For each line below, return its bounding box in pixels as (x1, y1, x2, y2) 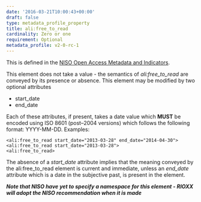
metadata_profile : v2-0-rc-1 (6, 43, 79, 49)
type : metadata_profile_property (6, 20, 90, 26)
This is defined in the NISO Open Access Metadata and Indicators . (6, 58, 170, 66)
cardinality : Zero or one (6, 31, 71, 37)
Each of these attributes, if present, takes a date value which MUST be (6, 112, 181, 120)
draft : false (6, 14, 39, 20)
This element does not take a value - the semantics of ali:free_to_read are (6, 70, 189, 78)
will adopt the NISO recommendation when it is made (6, 189, 142, 196)
